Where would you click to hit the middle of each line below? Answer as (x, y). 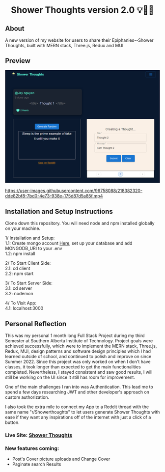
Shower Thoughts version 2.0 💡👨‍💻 (82, 10)
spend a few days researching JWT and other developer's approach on (77, 392)
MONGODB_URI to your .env (34, 249)
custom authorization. (27, 397)
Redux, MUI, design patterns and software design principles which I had (78, 351)
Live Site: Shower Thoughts (39, 435)
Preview (18, 61)
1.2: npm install (20, 254)
